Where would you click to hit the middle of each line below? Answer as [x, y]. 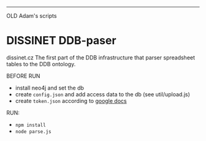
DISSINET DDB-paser [61, 41]
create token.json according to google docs [71, 101]
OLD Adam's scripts [32, 16]
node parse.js [33, 131]
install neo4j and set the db [50, 88]
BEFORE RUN [23, 76]
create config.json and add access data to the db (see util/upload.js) [102, 94]
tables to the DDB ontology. [41, 64]
